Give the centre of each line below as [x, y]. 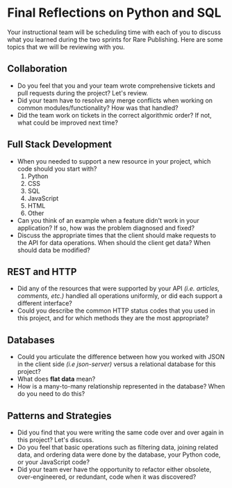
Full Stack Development [60, 144]
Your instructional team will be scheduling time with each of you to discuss [114, 32]
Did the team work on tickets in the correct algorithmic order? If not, [114, 115]
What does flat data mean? [56, 379]
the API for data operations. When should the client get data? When [114, 242]
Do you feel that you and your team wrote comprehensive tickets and [116, 86]
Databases [31, 340]
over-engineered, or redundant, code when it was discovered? [107, 477]
